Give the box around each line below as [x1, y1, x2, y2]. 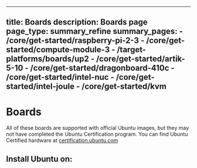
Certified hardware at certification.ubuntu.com [6, 137, 118, 144]
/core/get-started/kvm [81, 82, 167, 92]
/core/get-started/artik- [96, 54, 186, 64]
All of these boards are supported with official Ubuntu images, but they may [6, 125, 189, 132]
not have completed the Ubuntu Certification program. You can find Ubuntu [6, 130, 188, 138]
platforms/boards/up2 [6, 54, 89, 64]
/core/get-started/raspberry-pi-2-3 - [6, 36, 145, 46]
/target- [117, 45, 147, 55]
